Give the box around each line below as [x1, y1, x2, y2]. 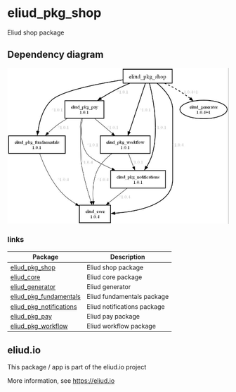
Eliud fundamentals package [86, 293, 169, 301]
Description [110, 252, 145, 262]
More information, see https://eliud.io [7, 376, 115, 385]
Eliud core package [86, 273, 143, 281]
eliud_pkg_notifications [10, 302, 77, 311]
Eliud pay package [86, 312, 140, 320]
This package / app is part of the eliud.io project [7, 363, 147, 372]
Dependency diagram [7, 49, 104, 61]
